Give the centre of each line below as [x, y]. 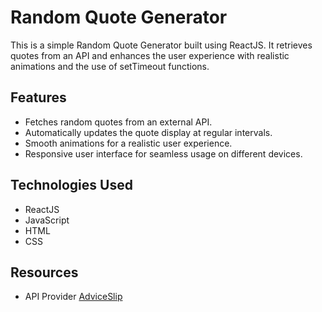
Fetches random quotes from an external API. [118, 122]
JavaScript [47, 220]
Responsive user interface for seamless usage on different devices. [163, 153]
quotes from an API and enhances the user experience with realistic [150, 55]
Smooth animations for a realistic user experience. [128, 143]
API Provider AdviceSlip [73, 297]
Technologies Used [71, 185]
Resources [44, 272]
